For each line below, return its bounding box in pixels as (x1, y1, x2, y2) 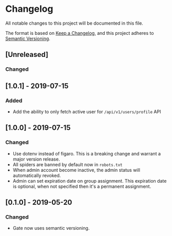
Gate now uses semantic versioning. (12, 225, 90, 231)
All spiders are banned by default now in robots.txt (12, 161, 123, 167)
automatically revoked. (12, 172, 61, 179)
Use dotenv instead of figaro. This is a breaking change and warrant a (12, 150, 161, 156)
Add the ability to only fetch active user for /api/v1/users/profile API (12, 108, 161, 114)
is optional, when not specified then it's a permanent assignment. (12, 183, 151, 189)
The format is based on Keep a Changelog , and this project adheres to (5, 30, 154, 36)
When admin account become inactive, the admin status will (12, 167, 140, 173)
